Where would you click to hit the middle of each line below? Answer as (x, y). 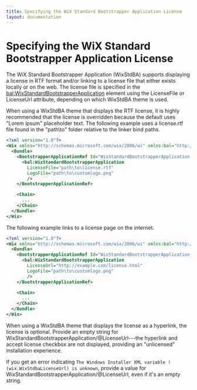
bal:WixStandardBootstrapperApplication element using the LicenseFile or (95, 93)
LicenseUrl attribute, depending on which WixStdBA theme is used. (87, 100)
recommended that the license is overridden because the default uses (91, 117)
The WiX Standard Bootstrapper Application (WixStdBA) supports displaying (98, 74)
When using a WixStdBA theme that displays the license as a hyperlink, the (97, 325)
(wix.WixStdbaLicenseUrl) (38, 368)
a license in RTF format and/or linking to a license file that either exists (91, 81)
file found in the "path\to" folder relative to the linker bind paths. (83, 130)
